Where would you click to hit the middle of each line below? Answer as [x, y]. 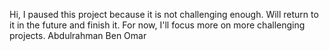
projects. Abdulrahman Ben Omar [78, 35]
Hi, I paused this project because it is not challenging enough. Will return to [164, 14]
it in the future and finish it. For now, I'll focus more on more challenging [157, 25]
